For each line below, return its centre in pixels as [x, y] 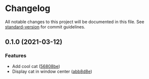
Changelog [28, 8]
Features [16, 56]
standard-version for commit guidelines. [45, 26]
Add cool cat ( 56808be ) [36, 66]
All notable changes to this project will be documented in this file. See [75, 22]
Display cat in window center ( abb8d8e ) [52, 71]
